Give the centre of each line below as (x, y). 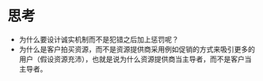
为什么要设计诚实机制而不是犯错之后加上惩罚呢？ (99, 39)
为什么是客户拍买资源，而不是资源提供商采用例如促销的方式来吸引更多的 (137, 49)
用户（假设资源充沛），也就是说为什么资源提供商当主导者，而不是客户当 (135, 59)
